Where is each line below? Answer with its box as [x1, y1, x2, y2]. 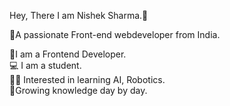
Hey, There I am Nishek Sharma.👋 [9, 10, 149, 21]
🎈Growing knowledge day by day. [9, 85, 148, 96]
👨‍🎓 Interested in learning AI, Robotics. [9, 74, 166, 85]
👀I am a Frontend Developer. [9, 48, 127, 60]
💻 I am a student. [9, 60, 82, 71]
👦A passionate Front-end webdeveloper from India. [9, 29, 221, 40]
